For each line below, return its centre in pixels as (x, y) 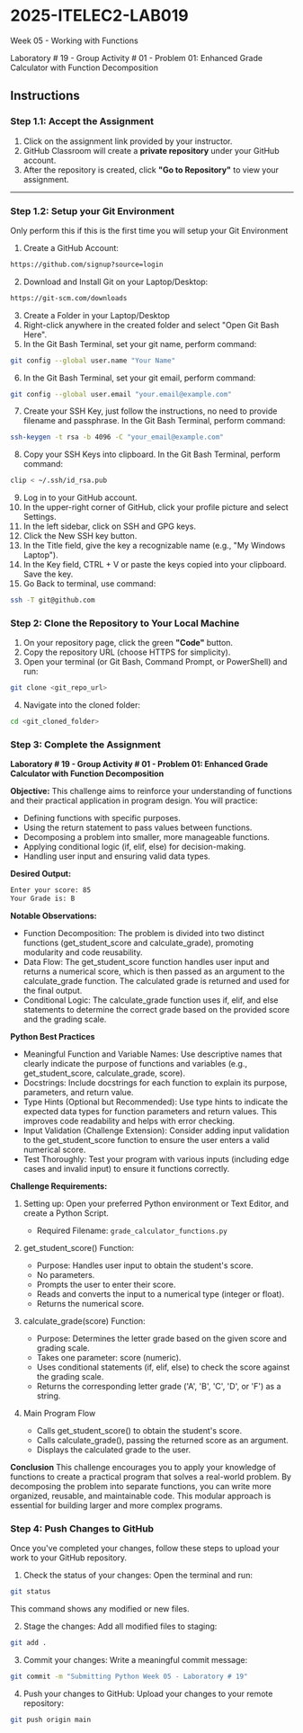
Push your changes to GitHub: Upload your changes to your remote (148, 1694)
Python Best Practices (53, 1037)
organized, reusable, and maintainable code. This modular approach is (141, 1496)
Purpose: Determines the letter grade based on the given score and (161, 1339)
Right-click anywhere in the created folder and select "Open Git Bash (151, 325)
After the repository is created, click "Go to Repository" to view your (151, 170)
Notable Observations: (53, 916)
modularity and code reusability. (83, 952)
